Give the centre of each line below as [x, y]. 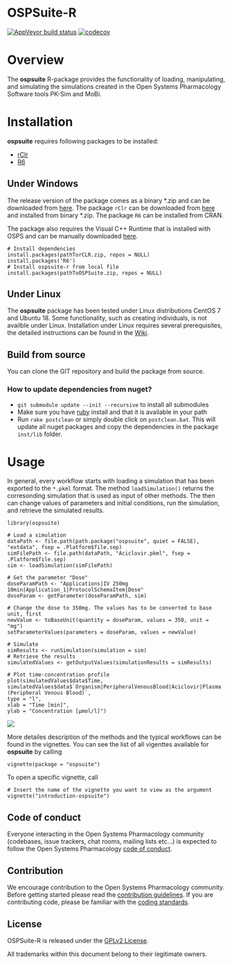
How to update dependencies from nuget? [80, 390]
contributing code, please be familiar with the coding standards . [98, 902]
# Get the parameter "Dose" [48, 578]
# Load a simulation [37, 535]
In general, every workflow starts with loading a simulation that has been [111, 481]
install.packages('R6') [42, 261]
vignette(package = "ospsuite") [54, 765]
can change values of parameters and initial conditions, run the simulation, [114, 503]
